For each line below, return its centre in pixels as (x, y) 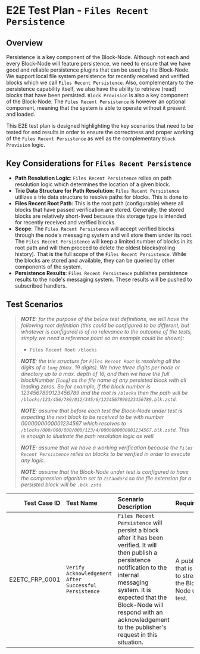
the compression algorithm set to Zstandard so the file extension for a (106, 478)
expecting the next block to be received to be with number (92, 417)
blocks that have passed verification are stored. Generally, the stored (99, 209)
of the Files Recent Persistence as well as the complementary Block (91, 138)
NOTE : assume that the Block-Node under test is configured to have (104, 471)
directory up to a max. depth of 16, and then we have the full (95, 374)
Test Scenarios (35, 305)
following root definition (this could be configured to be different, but (105, 325)
